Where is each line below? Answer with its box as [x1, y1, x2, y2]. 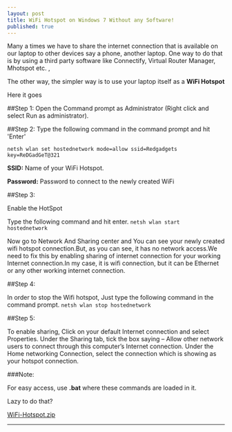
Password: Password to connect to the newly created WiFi [7, 177, 175, 186]
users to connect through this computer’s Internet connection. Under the [7, 342, 214, 350]
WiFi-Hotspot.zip [7, 411, 56, 419]
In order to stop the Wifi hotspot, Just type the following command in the [7, 294, 214, 302]
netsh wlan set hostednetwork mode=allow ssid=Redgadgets [7, 146, 177, 153]
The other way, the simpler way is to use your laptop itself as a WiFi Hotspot [7, 78, 225, 86]
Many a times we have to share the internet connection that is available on [7, 42, 219, 51]
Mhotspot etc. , [7, 64, 50, 73]
